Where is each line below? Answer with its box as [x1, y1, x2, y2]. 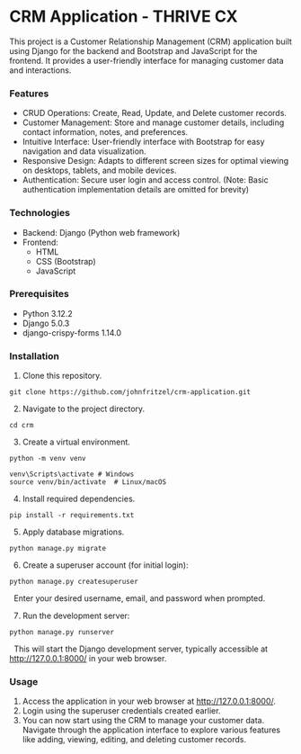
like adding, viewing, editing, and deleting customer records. [22, 734, 247, 745]
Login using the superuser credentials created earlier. [22, 705, 221, 716]
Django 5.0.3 [22, 318, 70, 328]
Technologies [9, 207, 70, 220]
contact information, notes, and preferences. [22, 127, 189, 138]
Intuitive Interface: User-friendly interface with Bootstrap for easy [22, 137, 265, 148]
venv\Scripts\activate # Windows [9, 470, 135, 479]
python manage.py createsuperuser [9, 578, 139, 587]
